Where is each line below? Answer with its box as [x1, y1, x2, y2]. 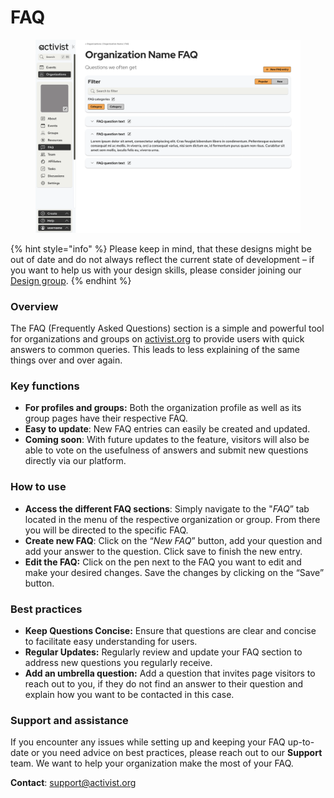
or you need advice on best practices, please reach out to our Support [30, 747, 323, 759]
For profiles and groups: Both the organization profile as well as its [24, 402, 302, 414]
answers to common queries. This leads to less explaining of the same [10, 344, 300, 356]
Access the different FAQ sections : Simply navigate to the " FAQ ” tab [24, 502, 310, 515]
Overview [10, 299, 59, 313]
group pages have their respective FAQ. [24, 412, 188, 425]
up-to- [287, 736, 315, 748]
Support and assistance [10, 713, 129, 727]
